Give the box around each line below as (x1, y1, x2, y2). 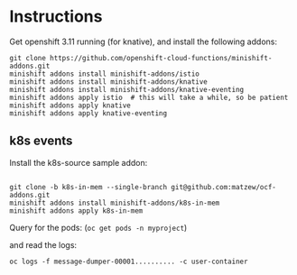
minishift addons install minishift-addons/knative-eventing (9, 85, 245, 94)
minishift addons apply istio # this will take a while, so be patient (9, 93, 289, 102)
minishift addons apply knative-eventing (9, 108, 168, 118)
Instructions (9, 6, 103, 27)
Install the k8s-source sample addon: (9, 157, 148, 168)
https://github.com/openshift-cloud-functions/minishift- (49, 53, 273, 62)
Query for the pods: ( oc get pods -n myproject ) (9, 222, 188, 233)
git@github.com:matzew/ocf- (171, 182, 277, 191)
